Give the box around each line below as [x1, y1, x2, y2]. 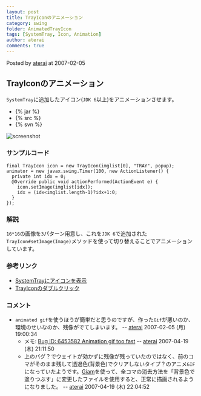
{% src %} [15, 114, 41, 121]
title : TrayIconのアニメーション [6, 15, 84, 21]
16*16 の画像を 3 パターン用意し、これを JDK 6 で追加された [6, 230, 148, 237]
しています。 [6, 245, 38, 252]
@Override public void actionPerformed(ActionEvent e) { [12, 178, 159, 185]
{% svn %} [15, 121, 42, 128]
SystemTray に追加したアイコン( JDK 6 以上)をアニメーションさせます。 [6, 95, 177, 103]
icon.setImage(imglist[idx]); [17, 184, 94, 190]
